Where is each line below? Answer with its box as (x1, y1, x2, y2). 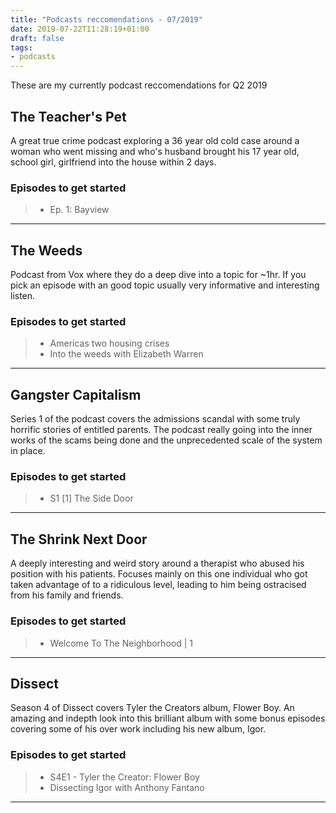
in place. (10, 445, 46, 457)
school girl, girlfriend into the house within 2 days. (10, 156, 217, 168)
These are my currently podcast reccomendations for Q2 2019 (10, 79, 268, 91)
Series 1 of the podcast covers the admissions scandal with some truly (10, 413, 301, 425)
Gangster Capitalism (10, 386, 142, 403)
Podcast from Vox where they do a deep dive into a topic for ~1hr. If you (10, 269, 307, 281)
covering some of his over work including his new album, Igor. (10, 723, 267, 735)
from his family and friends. (10, 589, 124, 601)
